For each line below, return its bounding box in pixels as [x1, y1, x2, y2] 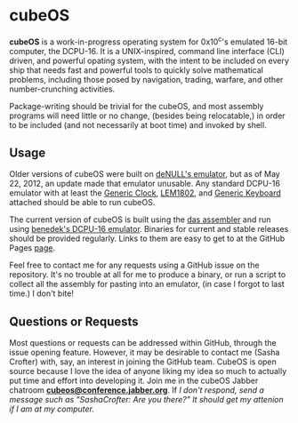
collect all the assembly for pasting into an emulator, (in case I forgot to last [9, 279, 285, 290]
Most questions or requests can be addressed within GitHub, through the [9, 338, 278, 348]
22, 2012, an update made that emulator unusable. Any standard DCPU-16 [9, 179, 280, 189]
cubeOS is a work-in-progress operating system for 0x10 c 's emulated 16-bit [9, 35, 288, 47]
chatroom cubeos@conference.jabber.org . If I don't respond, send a [9, 385, 265, 395]
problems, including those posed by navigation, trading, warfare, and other [9, 74, 284, 84]
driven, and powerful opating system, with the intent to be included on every [9, 55, 289, 66]
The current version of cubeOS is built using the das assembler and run [9, 214, 271, 225]
